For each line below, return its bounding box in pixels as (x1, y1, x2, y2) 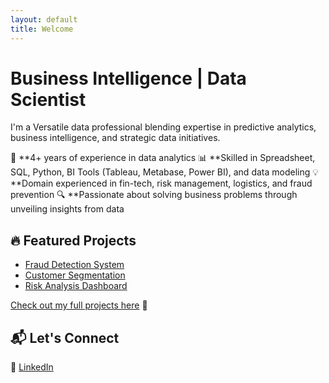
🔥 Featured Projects (10, 232, 137, 249)
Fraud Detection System (24, 259, 125, 271)
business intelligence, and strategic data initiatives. (10, 132, 221, 144)
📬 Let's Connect (10, 329, 120, 346)
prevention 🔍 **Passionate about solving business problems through (10, 189, 298, 201)
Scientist (10, 88, 87, 111)
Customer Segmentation (24, 269, 126, 281)
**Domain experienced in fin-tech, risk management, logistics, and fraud (10, 177, 313, 190)
